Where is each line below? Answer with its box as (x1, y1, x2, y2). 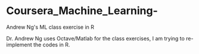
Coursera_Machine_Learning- (6, 4, 158, 18)
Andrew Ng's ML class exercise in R (6, 23, 94, 31)
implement (6, 41, 33, 48)
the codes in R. (33, 41, 70, 48)
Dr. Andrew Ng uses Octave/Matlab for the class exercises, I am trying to (6, 35, 185, 42)
